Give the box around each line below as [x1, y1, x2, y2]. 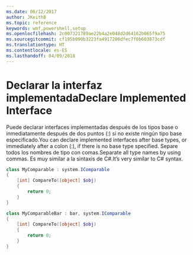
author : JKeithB [6, 14, 46, 20]
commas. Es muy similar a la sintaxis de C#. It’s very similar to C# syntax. [6, 155, 184, 162]
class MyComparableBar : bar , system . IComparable [6, 210, 131, 216]
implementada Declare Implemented [6, 91, 186, 105]
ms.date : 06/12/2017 [6, 8, 57, 15]
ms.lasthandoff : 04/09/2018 [6, 53, 76, 59]
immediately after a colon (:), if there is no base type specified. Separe [6, 142, 178, 149]
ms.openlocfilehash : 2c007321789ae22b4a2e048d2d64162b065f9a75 [6, 31, 166, 37]
